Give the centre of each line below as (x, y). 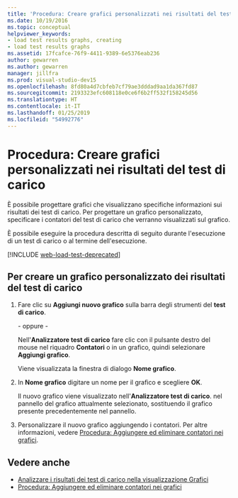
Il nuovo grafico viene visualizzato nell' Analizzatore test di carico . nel (120, 396)
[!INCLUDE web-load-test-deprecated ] (64, 254)
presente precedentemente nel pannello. (77, 411)
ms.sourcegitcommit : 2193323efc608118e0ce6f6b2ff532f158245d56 (103, 93)
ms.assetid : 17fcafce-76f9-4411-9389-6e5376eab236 (84, 54)
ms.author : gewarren (38, 67)
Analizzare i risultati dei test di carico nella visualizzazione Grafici (113, 480)
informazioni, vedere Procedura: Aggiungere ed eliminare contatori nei (120, 433)
